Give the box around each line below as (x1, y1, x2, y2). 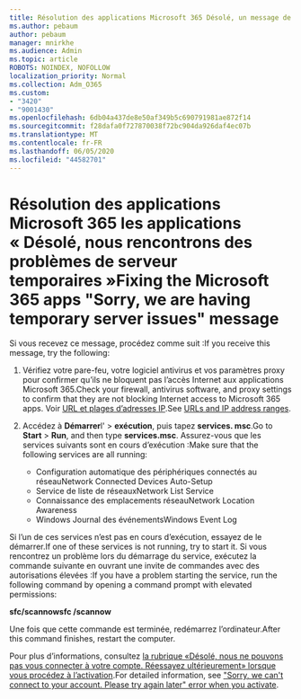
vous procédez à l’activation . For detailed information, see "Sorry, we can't (9, 670, 284, 681)
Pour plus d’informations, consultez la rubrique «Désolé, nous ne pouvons (9, 650, 284, 661)
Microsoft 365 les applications (9, 213, 242, 234)
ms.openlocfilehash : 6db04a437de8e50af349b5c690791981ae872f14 (9, 113, 252, 122)
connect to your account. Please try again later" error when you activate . (9, 679, 279, 690)
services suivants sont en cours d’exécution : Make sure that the (22, 439, 259, 450)
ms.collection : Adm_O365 (9, 80, 102, 89)
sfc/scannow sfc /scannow (9, 606, 112, 617)
